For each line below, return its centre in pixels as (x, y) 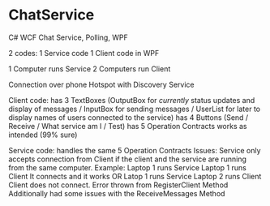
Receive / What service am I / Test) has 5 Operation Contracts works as (128, 126)
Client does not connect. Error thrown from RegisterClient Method (118, 185)
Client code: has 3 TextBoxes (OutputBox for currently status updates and (132, 100)
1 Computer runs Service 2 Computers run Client (90, 69)
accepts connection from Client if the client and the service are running (128, 159)
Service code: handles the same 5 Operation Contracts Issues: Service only (135, 150)
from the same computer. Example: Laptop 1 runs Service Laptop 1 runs (128, 167)
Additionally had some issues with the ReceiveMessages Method (117, 193)
